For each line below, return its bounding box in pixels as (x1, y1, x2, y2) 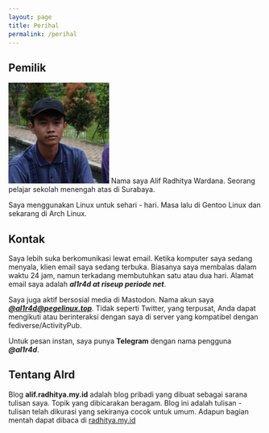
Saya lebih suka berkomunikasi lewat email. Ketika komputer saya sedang (8, 254, 253, 263)
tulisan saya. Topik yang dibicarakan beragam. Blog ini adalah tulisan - (8, 398, 242, 407)
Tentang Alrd (8, 368, 75, 382)
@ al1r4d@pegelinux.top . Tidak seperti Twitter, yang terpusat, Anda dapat (8, 303, 256, 313)
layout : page (8, 13, 52, 21)
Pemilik (8, 60, 47, 74)
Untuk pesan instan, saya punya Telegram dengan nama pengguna (8, 336, 232, 346)
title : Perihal (8, 21, 60, 30)
